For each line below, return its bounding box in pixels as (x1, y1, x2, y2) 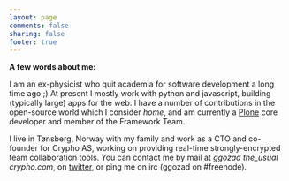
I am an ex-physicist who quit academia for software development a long (9, 79, 275, 89)
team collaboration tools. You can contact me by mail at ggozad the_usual (9, 152, 278, 163)
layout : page (9, 12, 57, 22)
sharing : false (9, 29, 65, 38)
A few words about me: (9, 62, 96, 72)
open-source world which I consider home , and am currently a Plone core (9, 107, 278, 117)
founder (9, 143, 38, 154)
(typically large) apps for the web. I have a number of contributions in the (9, 98, 276, 109)
